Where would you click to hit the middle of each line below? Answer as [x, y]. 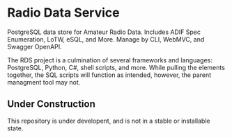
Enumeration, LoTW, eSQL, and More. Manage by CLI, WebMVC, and [106, 39]
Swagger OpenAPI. [34, 46]
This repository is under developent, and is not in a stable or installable [109, 121]
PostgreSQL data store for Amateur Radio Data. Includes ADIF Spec [104, 32]
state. [15, 128]
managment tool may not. [44, 82]
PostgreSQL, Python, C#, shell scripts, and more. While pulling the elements [116, 67]
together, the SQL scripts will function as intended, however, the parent [109, 75]
